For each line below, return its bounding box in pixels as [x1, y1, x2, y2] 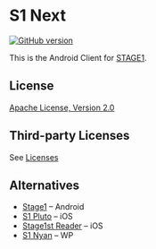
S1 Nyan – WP [21, 230, 74, 241]
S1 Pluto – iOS [21, 211, 73, 222]
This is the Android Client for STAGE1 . [9, 52, 147, 63]
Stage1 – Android [21, 202, 85, 212]
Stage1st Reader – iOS [21, 220, 104, 231]
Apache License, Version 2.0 [9, 102, 115, 113]
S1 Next [9, 5, 67, 26]
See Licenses [9, 151, 59, 162]
